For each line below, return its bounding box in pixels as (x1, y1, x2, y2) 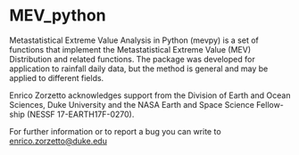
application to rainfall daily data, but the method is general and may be (9, 63, 269, 74)
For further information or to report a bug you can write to (9, 126, 221, 136)
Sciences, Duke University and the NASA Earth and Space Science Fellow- (9, 99, 284, 110)
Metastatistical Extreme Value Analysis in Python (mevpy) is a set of (9, 35, 259, 45)
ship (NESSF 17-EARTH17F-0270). (9, 109, 135, 119)
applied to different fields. (9, 72, 104, 83)
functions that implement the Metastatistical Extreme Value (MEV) (9, 44, 252, 54)
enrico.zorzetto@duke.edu (9, 135, 107, 146)
